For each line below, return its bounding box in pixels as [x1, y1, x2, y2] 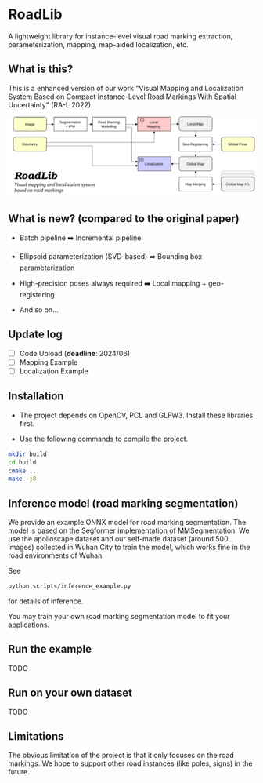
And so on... [19, 304, 59, 315]
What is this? [8, 63, 74, 76]
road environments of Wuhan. [8, 551, 104, 560]
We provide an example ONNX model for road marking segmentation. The [8, 518, 247, 527]
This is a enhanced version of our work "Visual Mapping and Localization [8, 83, 244, 93]
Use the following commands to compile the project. [19, 434, 189, 443]
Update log [8, 328, 63, 341]
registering [19, 290, 55, 299]
